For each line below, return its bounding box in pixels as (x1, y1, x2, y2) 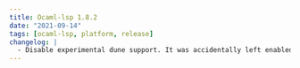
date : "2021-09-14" (9, 21, 82, 30)
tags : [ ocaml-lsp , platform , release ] (9, 29, 154, 38)
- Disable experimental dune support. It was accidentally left (17, 46, 262, 55)
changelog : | (9, 37, 58, 47)
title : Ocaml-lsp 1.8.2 (9, 12, 98, 22)
